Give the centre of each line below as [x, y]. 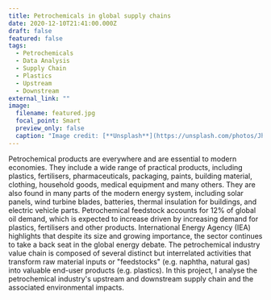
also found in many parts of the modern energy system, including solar [126, 193]
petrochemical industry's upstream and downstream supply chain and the [131, 278]
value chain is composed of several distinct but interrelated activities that [130, 253]
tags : [17, 46]
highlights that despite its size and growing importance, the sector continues [135, 235]
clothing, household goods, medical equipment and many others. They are [132, 184]
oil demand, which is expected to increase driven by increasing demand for [133, 219]
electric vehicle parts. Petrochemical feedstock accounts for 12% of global [132, 210]
